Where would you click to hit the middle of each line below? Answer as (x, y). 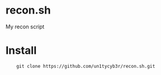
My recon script (25, 27)
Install (21, 50)
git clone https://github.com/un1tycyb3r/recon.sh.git (86, 66)
